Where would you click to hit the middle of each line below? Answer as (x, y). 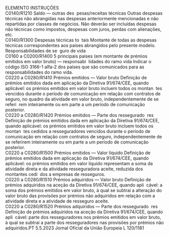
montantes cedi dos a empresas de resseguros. (55, 174)
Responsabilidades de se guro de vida (45, 51)
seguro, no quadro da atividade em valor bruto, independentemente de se (82, 99)
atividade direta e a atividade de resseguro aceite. (57, 201)
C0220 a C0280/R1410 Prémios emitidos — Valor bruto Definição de (76, 78)
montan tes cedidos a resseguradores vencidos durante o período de (78, 131)
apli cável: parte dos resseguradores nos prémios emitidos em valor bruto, (83, 217)
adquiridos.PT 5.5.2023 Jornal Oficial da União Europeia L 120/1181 (75, 228)
